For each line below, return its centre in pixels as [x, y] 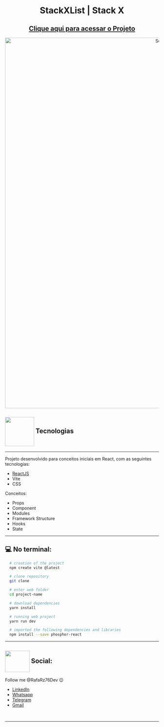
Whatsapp [22, 694]
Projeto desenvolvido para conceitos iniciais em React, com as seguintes [78, 459]
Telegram [22, 700]
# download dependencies [35, 603]
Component [24, 508]
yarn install [23, 608]
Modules [21, 513]
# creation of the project [37, 563]
